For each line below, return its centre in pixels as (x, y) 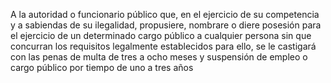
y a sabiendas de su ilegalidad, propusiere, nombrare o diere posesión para (166, 25)
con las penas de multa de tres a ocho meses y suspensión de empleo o (159, 57)
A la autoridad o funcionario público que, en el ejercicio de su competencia (165, 14)
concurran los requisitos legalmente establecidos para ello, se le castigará (163, 46)
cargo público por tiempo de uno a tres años (102, 67)
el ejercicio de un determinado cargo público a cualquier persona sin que (161, 35)
